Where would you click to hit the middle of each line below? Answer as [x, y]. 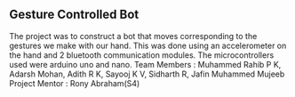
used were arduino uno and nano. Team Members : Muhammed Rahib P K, [145, 64]
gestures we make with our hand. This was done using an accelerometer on [148, 45]
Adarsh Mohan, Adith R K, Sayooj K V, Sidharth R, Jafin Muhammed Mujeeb [147, 74]
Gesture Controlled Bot [74, 15]
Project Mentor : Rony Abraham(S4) [75, 83]
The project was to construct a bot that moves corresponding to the [133, 36]
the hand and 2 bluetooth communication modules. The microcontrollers [142, 55]
